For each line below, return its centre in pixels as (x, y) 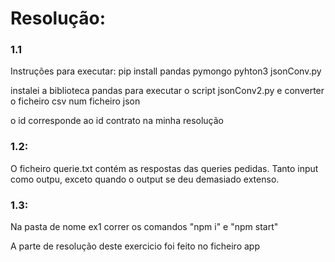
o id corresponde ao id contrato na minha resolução (117, 121)
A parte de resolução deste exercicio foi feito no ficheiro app (135, 246)
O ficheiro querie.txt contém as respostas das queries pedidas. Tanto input (164, 168)
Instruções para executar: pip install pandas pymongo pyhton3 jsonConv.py (166, 71)
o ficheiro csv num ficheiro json (75, 101)
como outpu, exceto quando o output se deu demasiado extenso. (145, 179)
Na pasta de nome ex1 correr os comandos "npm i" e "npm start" (144, 227)
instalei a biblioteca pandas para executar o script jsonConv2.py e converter (167, 91)
